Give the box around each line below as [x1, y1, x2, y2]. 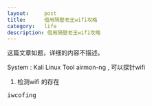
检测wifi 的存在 [17, 78, 60, 86]
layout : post [7, 10, 57, 17]
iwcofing [7, 92, 36, 99]
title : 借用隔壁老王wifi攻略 [7, 16, 98, 23]
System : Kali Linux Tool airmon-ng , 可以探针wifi [7, 63, 146, 72]
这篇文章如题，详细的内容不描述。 [7, 49, 104, 57]
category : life [7, 23, 57, 29]
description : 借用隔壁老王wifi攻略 [7, 29, 101, 36]
